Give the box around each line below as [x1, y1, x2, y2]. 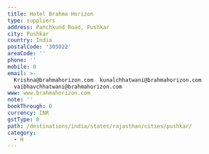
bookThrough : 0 [7, 103, 53, 110]
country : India [7, 37, 53, 44]
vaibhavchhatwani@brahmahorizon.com [14, 83, 122, 90]
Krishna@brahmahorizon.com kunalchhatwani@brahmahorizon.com [14, 76, 202, 84]
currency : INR [7, 109, 50, 116]
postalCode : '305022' [7, 43, 72, 50]
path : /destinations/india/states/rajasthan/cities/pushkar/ [7, 122, 193, 130]
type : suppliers [7, 17, 55, 24]
